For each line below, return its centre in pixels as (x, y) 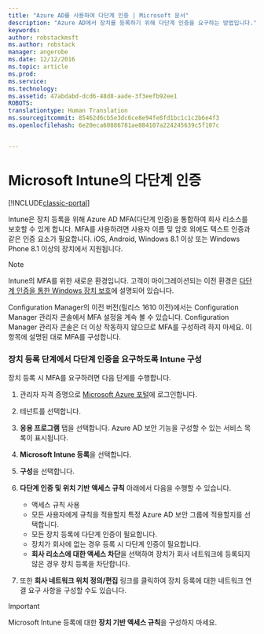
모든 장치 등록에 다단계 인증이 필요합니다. (94, 534)
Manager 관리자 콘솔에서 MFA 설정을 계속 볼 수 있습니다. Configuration (119, 317)
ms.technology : (33, 89)
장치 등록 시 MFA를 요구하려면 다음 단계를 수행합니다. (90, 377)
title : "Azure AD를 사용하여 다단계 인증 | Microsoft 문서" (99, 15)
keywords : (24, 30)
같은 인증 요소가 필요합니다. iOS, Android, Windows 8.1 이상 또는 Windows (124, 239)
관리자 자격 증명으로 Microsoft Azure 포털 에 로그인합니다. (108, 394)
